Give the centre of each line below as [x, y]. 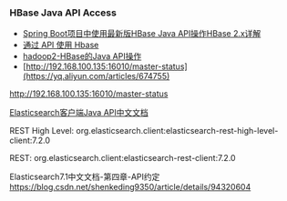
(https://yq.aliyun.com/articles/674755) [96, 76]
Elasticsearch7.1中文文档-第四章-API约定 [85, 177]
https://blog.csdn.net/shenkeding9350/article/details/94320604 [130, 187]
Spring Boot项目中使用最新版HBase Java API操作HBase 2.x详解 [142, 34]
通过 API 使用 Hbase [61, 45]
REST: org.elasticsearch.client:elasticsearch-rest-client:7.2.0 [123, 158]
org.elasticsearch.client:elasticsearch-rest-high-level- [177, 131]
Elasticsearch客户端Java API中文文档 [79, 113]
